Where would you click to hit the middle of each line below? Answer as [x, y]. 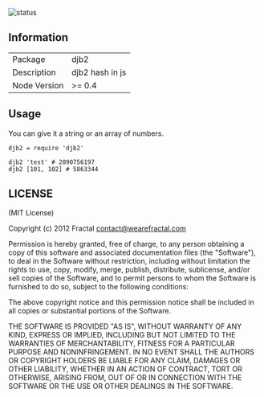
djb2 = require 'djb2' [46, 148]
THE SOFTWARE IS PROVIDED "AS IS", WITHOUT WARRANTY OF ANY [125, 326]
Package [29, 59]
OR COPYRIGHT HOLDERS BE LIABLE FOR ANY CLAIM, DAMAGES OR [124, 361]
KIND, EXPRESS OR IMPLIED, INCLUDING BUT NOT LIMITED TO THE [122, 335]
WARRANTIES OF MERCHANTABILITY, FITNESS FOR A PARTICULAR [122, 344]
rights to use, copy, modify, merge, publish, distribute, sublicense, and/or [129, 270]
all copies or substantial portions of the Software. [89, 311]
